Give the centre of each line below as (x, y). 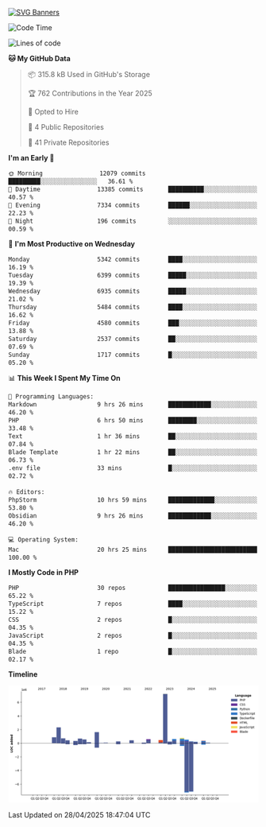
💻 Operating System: (44, 540)
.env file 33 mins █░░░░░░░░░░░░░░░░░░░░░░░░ (133, 468)
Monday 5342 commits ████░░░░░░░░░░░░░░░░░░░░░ (133, 259)
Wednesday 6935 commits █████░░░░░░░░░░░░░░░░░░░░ (133, 291)
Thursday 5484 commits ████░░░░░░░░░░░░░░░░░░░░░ (133, 307)
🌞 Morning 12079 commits (77, 173)
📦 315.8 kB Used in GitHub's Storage (89, 74)
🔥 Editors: (27, 492)
